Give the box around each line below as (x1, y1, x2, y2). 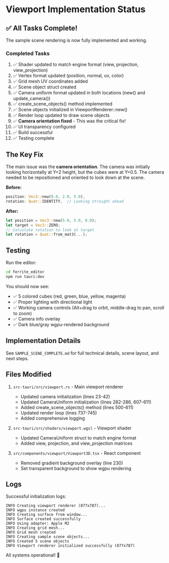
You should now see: (6, 283, 50, 289)
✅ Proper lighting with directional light (13, 299, 93, 305)
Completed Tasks (6, 50, 50, 57)
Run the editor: (6, 260, 37, 266)
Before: (6, 184, 22, 191)
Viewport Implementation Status (6, 4, 146, 15)
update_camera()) (13, 96, 51, 102)
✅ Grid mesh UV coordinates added (13, 78, 88, 84)
